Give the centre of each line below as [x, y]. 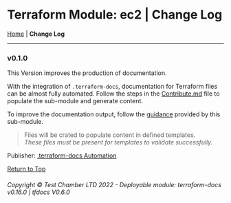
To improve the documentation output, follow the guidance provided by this [114, 114]
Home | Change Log [36, 34]
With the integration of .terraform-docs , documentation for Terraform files [112, 87]
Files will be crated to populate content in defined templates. [110, 135]
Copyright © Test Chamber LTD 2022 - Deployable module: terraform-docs [114, 184]
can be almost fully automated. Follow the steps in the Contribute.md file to [113, 94]
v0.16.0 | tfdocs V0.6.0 [38, 192]
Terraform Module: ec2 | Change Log [115, 15]
